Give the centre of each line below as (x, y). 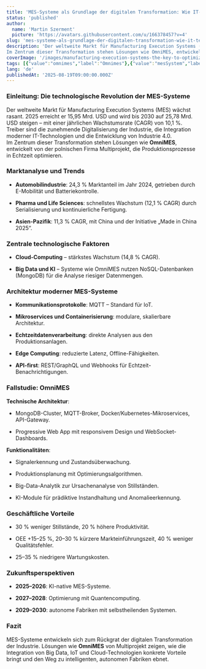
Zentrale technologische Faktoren (58, 244)
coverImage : (21, 58)
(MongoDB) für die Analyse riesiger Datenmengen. (79, 276)
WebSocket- (161, 431)
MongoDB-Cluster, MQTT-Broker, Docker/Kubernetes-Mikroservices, (102, 413)
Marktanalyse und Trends (45, 171)
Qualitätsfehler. (34, 545)
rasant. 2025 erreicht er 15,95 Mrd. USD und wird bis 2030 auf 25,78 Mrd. (100, 116)
